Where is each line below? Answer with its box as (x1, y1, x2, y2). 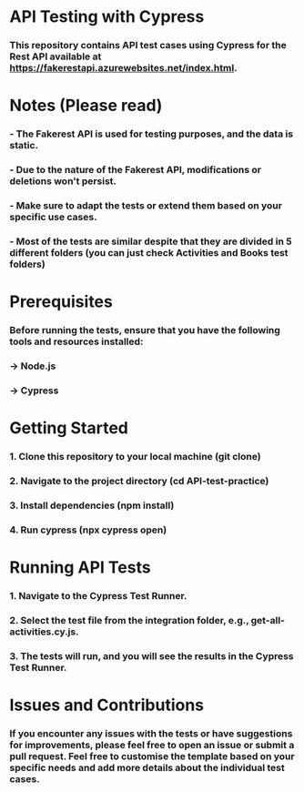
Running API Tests (9, 557, 152, 577)
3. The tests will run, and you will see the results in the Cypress (9, 649, 294, 662)
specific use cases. (9, 211, 97, 224)
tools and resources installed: (9, 335, 144, 348)
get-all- (250, 614, 285, 626)
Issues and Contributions (9, 695, 205, 716)
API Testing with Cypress (9, 6, 205, 27)
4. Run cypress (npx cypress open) (9, 523, 167, 536)
